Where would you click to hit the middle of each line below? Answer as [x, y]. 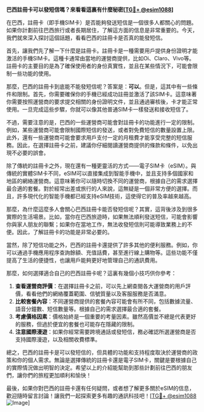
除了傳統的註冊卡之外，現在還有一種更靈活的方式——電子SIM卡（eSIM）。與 [101, 166]
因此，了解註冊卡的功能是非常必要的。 [65, 232]
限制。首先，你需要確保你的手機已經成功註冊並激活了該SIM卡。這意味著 [107, 94]
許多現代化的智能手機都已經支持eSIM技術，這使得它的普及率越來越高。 [106, 196]
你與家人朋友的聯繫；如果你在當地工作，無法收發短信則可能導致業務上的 [97, 224]
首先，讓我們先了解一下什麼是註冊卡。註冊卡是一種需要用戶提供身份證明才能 [102, 51]
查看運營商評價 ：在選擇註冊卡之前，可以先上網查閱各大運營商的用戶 [100, 286]
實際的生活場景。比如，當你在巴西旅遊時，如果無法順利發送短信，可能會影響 [102, 217]
